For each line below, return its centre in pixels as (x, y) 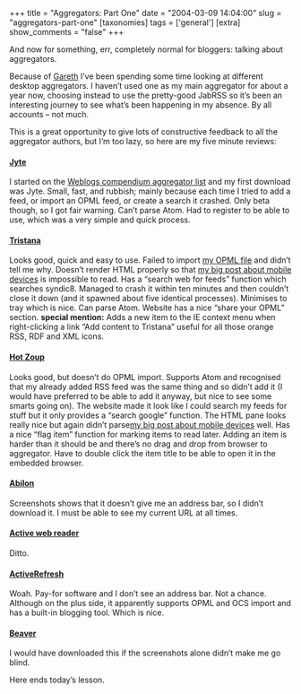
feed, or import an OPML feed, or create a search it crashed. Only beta (140, 201)
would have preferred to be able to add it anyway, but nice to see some (141, 396)
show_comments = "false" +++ (67, 32)
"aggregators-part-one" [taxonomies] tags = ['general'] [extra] (125, 22)
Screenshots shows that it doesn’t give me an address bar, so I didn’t (137, 503)
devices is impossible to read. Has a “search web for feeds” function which (148, 279)
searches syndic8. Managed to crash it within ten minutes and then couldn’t (149, 289)
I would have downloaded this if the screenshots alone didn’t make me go (145, 653)
